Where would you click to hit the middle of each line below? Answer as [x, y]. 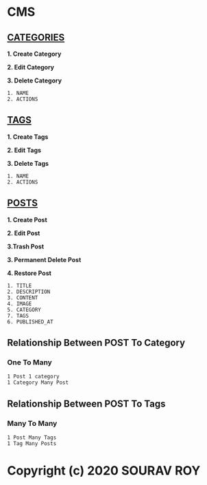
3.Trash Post [26, 246]
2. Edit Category [31, 67]
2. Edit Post [24, 233]
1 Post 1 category [33, 377]
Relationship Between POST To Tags [86, 403]
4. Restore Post [29, 273]
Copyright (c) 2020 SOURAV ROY [104, 471]
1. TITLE [20, 285]
